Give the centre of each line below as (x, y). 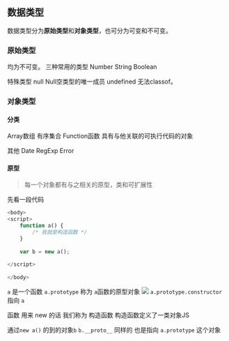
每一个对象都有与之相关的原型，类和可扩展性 (88, 185)
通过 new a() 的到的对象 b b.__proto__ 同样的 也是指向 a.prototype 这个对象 (114, 330)
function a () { (42, 226)
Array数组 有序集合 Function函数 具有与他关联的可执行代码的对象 (100, 136)
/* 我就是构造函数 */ (60, 232)
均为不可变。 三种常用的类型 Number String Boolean (82, 67)
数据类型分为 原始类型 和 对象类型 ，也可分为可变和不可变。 (89, 31)
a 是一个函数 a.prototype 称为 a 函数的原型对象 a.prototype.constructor (115, 292)
